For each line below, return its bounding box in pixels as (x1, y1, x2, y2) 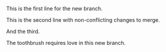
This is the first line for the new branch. (6, 5, 103, 12)
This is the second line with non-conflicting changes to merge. (6, 17, 160, 23)
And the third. (6, 28, 40, 35)
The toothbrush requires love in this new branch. (6, 40, 126, 46)
